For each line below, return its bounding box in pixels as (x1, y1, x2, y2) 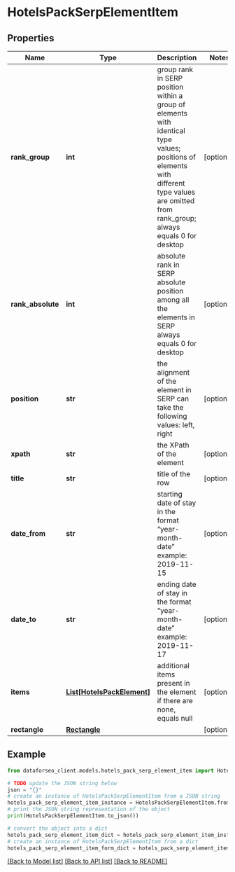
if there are (157, 696, 194, 705)
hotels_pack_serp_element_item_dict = (7, 831, 120, 838)
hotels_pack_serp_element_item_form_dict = (7, 845, 136, 852)
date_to (10, 614, 36, 624)
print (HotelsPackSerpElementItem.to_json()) (7, 812, 139, 819)
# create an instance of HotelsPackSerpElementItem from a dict (7, 838, 199, 845)
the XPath (157, 441, 190, 450)
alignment (157, 368, 190, 377)
